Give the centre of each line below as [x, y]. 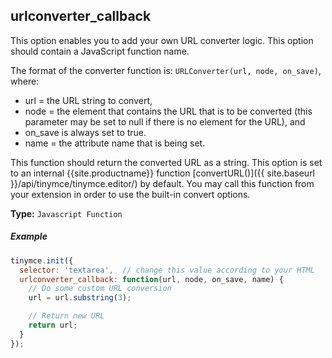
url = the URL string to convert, [88, 100]
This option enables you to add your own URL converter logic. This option [162, 40]
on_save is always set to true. [85, 132]
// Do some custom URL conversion [100, 289]
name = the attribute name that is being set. [115, 143]
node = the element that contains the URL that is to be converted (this [168, 111]
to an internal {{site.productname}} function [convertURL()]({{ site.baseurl [163, 173]
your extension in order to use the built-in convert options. [130, 194]
